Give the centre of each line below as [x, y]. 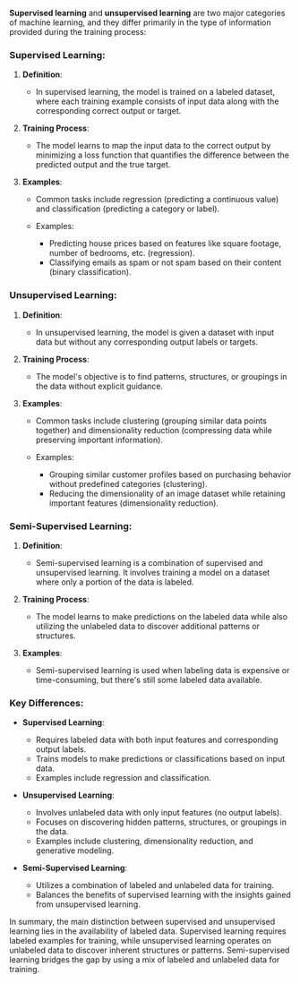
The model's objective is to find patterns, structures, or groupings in [161, 376]
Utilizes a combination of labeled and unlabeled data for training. [155, 885]
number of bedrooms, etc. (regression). [122, 253]
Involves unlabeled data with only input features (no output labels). [159, 813]
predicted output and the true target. [103, 165]
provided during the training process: [78, 32]
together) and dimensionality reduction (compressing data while [154, 430]
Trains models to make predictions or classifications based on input [160, 759]
